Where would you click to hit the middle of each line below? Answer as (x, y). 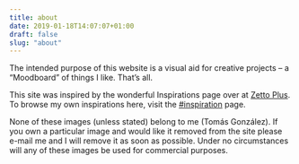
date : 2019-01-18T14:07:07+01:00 (72, 26)
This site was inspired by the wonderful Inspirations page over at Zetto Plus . (150, 95)
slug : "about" (36, 43)
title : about (34, 17)
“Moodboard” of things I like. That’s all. (81, 78)
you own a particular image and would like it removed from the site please (146, 132)
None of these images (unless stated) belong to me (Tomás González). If (144, 122)
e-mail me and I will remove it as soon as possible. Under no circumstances (149, 141)
